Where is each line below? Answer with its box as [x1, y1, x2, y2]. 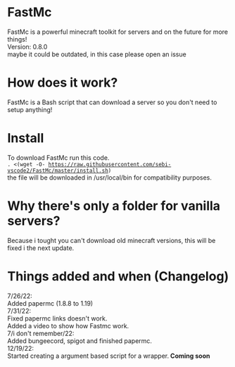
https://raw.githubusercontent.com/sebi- [48, 161, 172, 168]
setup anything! [7, 105, 53, 113]
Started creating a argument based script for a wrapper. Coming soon [7, 352, 210, 360]
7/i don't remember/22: [7, 329, 75, 337]
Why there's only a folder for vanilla [7, 198, 220, 213]
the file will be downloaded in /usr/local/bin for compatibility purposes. [7, 173, 212, 182]
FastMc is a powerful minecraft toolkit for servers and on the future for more [7, 27, 229, 36]
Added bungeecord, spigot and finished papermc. [7, 336, 153, 345]
